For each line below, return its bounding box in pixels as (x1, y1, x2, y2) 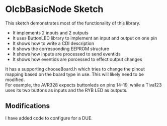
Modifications (5, 101, 50, 110)
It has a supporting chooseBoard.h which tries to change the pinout (5, 66, 145, 72)
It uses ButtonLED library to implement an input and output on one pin (12, 35, 157, 41)
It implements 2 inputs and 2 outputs (12, 29, 89, 35)
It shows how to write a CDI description (12, 40, 95, 46)
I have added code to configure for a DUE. (5, 115, 93, 121)
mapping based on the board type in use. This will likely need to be (5, 71, 144, 77)
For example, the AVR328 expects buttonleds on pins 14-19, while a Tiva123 (5, 81, 162, 88)
